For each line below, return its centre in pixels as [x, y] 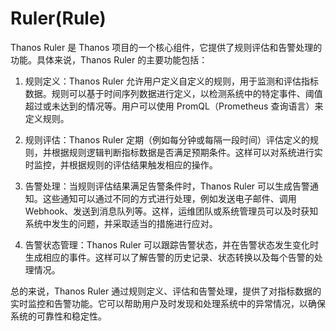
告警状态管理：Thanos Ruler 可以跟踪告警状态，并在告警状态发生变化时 [172, 244]
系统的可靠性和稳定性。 [58, 316]
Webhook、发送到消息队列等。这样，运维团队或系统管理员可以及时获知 [171, 211]
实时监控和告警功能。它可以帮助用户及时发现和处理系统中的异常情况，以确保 [168, 303]
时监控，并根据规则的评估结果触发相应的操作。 [121, 164]
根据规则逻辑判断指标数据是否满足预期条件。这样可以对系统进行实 [187, 152]
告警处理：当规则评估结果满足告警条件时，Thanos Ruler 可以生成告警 [167, 186]
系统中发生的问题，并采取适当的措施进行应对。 [121, 223]
